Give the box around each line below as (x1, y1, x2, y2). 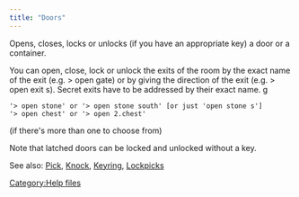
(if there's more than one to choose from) (9, 125, 163, 136)
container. (9, 47, 47, 58)
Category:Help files (9, 177, 82, 188)
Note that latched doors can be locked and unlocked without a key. (9, 142, 258, 153)
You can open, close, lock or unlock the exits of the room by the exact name (9, 65, 291, 76)
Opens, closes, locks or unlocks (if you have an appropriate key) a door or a (9, 38, 290, 49)
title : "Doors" (9, 13, 66, 22)
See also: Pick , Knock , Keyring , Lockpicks (9, 159, 164, 171)
